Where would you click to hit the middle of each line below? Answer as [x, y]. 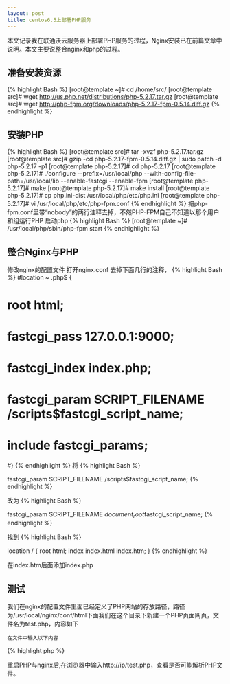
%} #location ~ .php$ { [39, 277]
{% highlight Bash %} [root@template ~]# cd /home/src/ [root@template [110, 89]
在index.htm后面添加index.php [50, 565]
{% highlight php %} [36, 651]
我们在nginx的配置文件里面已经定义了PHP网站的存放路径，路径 [96, 607]
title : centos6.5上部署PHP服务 [49, 20]
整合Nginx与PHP [43, 252]
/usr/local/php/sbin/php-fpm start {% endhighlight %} [83, 229]
